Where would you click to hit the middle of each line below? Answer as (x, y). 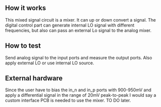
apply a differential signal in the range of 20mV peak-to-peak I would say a (80, 95)
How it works (26, 8)
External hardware (34, 78)
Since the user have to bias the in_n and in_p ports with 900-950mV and (78, 90)
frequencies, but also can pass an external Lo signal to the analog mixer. (78, 30)
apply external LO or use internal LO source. (50, 63)
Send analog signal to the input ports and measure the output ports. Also (79, 57)
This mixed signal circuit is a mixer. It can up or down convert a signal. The (80, 20)
